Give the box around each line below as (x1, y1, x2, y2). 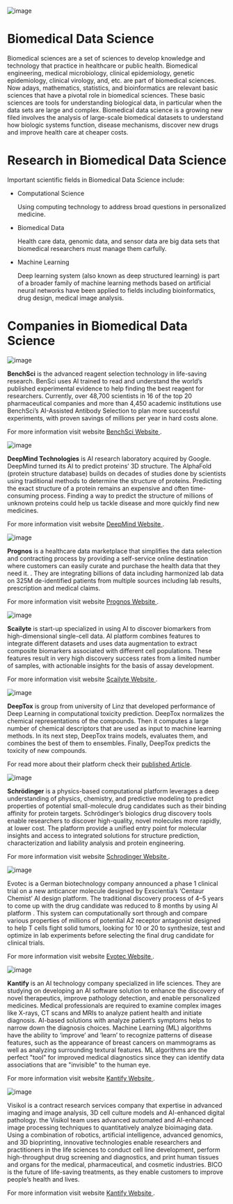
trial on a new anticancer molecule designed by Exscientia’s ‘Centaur (7, 886, 204, 895)
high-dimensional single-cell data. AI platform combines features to (7, 632, 200, 640)
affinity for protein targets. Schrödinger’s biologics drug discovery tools (7, 809, 212, 817)
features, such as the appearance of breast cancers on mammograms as (7, 1038, 216, 1046)
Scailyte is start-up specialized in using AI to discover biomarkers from (7, 624, 211, 632)
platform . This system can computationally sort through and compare (7, 908, 207, 917)
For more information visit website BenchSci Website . (7, 427, 162, 436)
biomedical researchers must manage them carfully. (17, 244, 167, 252)
